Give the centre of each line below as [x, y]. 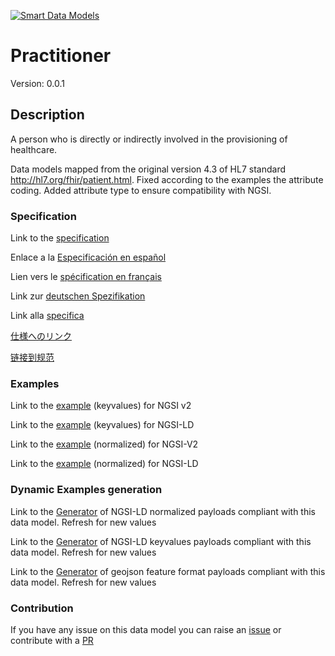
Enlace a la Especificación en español [88, 257]
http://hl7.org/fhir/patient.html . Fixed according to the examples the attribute [167, 179]
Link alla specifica [47, 316]
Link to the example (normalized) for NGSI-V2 [104, 444]
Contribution [42, 608]
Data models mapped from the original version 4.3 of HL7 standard [148, 169]
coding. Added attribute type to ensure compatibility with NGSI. [141, 190]
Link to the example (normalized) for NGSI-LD [104, 464]
